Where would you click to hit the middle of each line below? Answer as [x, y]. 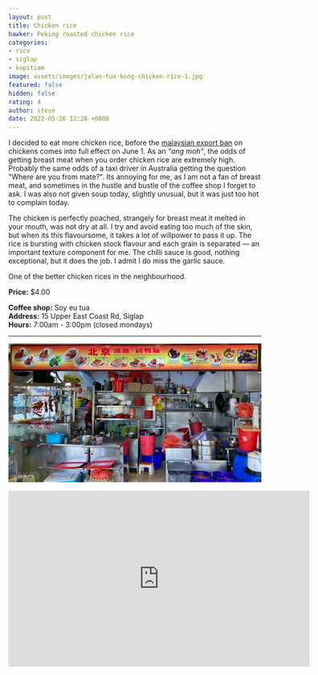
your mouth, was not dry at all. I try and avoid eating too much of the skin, [130, 227]
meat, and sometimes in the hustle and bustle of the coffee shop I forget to [132, 186]
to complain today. [39, 203]
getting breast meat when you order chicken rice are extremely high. [122, 160]
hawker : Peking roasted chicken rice [71, 34]
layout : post [30, 17]
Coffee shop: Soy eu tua [49, 308]
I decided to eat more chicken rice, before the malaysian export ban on [126, 143]
